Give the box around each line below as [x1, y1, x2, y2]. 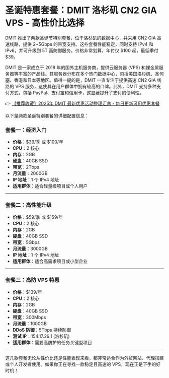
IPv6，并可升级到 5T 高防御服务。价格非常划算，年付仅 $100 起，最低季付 [5, 47, 158, 53]
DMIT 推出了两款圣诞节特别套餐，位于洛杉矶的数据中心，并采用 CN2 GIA [5, 35, 156, 41]
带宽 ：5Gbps [12, 239, 40, 245]
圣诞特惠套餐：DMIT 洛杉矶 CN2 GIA [5, 5, 157, 16]
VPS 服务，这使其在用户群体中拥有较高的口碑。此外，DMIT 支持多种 [15, 83, 157, 89]
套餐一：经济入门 [5, 127, 47, 134]
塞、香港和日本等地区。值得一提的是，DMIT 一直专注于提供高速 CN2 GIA [5, 77, 156, 83]
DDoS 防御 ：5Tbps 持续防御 [12, 327, 71, 333]
